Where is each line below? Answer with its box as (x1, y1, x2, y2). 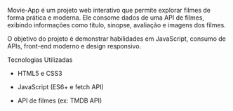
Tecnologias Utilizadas (7, 55, 73, 64)
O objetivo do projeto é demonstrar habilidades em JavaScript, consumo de (7, 34, 226, 43)
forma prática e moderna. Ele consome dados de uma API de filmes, (7, 13, 205, 22)
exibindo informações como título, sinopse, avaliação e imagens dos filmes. (7, 21, 226, 29)
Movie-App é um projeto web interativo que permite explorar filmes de (7, 6, 211, 14)
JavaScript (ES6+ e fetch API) (17, 83, 104, 91)
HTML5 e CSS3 (17, 70, 62, 77)
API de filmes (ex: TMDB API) (17, 96, 102, 105)
